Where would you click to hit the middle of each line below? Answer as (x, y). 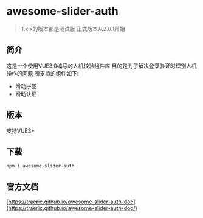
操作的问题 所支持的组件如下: (43, 73)
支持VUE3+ (21, 131)
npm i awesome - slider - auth (40, 166)
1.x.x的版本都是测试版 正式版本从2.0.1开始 (73, 29)
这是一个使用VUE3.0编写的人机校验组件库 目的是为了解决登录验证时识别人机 (102, 66)
